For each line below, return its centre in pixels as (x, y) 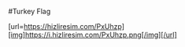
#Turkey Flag (30, 11)
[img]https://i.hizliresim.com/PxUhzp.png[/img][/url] (92, 35)
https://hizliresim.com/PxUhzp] (74, 26)
